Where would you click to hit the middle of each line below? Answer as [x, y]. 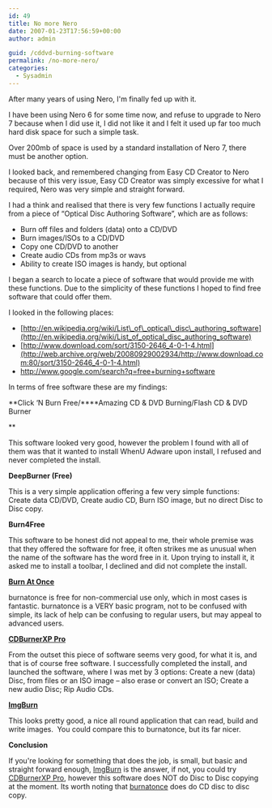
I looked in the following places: [61, 312]
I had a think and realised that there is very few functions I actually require [132, 204]
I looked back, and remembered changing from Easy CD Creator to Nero [129, 172]
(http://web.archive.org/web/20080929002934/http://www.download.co [142, 354]
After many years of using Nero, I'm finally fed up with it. [102, 99]
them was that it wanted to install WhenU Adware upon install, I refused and [135, 451]
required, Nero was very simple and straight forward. [97, 189]
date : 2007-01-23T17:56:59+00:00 [65, 31]
